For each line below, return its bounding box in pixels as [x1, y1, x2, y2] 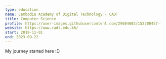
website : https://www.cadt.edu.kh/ [5, 26, 79, 30]
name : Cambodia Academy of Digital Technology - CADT [5, 12, 119, 17]
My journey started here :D [5, 48, 60, 54]
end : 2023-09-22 [5, 35, 39, 40]
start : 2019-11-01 [5, 30, 43, 35]
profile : [5, 21, 23, 26]
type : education [5, 7, 39, 12]
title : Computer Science [5, 16, 56, 21]
